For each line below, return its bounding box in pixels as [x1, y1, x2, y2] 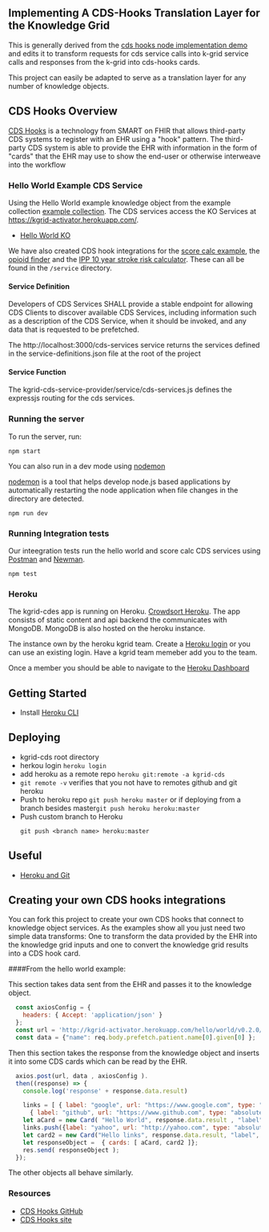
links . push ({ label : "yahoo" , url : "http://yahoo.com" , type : [22, 1124, 231, 1132]
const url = [15, 1026, 56, 1034]
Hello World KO [19, 230, 70, 240]
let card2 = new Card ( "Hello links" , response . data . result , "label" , [22, 1131, 260, 1139]
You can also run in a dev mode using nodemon [8, 461, 166, 471]
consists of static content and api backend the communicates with [8, 615, 227, 625]
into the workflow [8, 159, 66, 169]
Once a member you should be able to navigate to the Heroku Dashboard [8, 663, 250, 673]
